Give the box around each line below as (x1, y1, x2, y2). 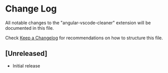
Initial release (12, 62, 40, 68)
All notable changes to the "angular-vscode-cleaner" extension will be (5, 20, 151, 26)
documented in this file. (5, 25, 54, 31)
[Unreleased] (5, 49, 48, 58)
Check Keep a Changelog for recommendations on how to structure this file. (5, 35, 163, 41)
